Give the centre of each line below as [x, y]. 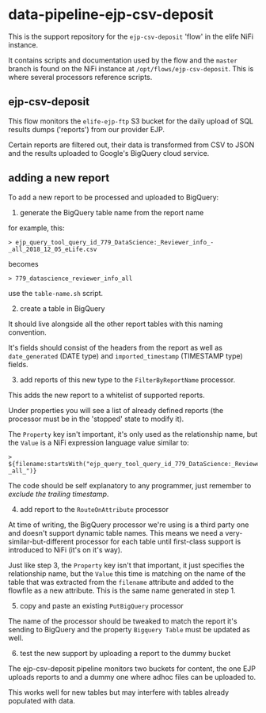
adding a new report [59, 178]
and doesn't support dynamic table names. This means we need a [116, 533]
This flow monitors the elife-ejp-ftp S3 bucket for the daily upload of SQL [131, 121]
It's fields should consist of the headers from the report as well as [116, 347]
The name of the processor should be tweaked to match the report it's [123, 621]
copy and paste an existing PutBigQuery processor [101, 605]
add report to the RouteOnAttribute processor [94, 509]
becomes [23, 264]
